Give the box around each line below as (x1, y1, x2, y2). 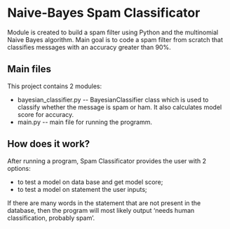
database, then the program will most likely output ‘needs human (7, 206, 195, 214)
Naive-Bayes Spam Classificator (7, 5, 201, 21)
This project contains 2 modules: (7, 82, 102, 90)
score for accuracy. (17, 110, 74, 118)
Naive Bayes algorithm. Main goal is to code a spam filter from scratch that (7, 35, 223, 43)
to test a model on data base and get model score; (17, 177, 163, 186)
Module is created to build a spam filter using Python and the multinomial (7, 28, 219, 36)
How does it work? (7, 138, 90, 150)
